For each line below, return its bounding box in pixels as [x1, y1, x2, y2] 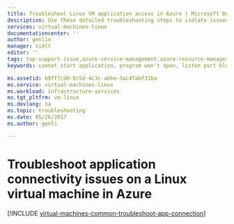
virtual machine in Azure [7, 186, 152, 202]
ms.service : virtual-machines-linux [7, 81, 114, 88]
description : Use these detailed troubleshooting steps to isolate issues [7, 17, 229, 24]
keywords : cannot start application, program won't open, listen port [7, 62, 217, 69]
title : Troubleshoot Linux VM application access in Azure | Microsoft [7, 10, 219, 17]
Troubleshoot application [7, 156, 156, 172]
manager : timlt [7, 43, 52, 50]
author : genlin [7, 36, 52, 43]
